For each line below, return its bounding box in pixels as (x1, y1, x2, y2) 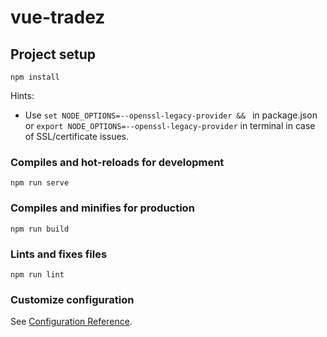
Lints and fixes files (10, 247, 108, 261)
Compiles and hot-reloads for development (10, 155, 225, 169)
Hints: (10, 90, 35, 101)
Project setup (10, 46, 97, 63)
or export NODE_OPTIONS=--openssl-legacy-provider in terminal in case (24, 120, 316, 131)
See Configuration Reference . (10, 316, 133, 328)
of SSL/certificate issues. (24, 131, 130, 142)
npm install (10, 72, 60, 82)
